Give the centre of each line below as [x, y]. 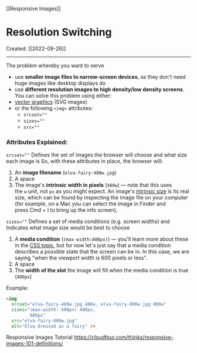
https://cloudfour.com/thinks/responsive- [124, 337]
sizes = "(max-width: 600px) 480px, [53, 309]
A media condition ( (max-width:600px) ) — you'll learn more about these [101, 239]
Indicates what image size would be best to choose [68, 228]
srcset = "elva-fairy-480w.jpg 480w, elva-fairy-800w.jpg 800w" [89, 304]
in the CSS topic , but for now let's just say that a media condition [93, 245]
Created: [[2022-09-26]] [36, 48]
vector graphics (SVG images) [51, 102]
